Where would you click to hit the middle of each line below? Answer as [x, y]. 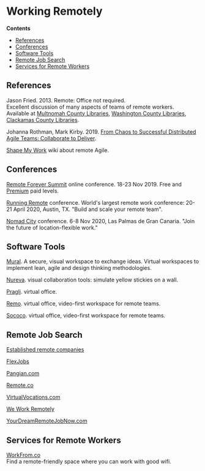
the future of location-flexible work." [52, 228]
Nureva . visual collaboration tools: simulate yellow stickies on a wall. [92, 280]
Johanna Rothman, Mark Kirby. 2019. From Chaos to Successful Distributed [101, 132]
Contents [18, 28]
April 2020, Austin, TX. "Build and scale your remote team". [88, 209]
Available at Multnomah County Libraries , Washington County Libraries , [96, 113]
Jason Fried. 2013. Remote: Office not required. [66, 100]
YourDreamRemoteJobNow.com [47, 421]
